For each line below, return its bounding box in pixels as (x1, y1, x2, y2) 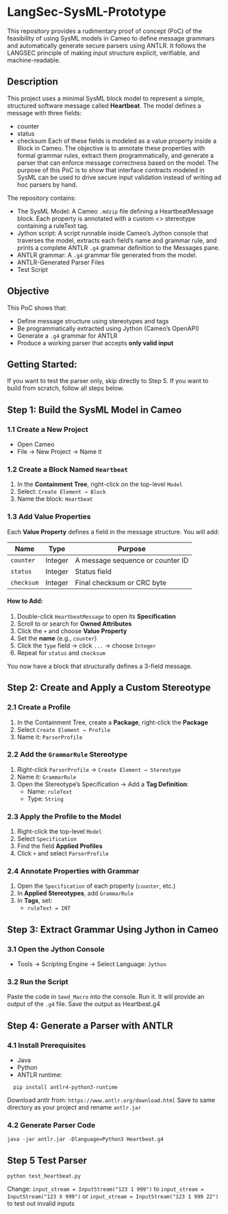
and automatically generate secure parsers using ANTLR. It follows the (7, 41, 207, 49)
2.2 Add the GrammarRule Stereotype (7, 750, 128, 759)
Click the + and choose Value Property (16, 626, 127, 635)
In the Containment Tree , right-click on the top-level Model (16, 480, 183, 488)
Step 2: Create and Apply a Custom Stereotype (7, 682, 211, 694)
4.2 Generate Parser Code (7, 1121, 96, 1130)
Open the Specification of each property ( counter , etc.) (16, 882, 176, 890)
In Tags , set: (16, 897, 53, 905)
